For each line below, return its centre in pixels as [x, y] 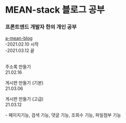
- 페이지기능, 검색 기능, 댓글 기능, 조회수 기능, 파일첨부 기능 [63, 115]
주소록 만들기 [18, 67]
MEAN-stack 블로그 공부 [55, 10]
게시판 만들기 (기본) [24, 83]
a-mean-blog [19, 38]
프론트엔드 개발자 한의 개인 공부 [41, 27]
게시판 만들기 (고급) [24, 99]
